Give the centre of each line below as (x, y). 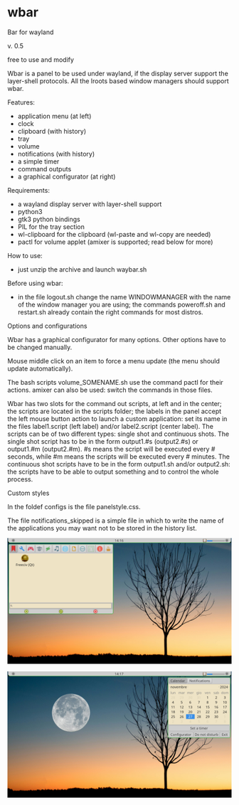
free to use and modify (41, 59)
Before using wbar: (35, 283)
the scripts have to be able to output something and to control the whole (113, 471)
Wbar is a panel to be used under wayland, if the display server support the (118, 73)
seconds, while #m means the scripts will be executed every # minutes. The (118, 457)
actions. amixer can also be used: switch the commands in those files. (110, 390)
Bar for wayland (31, 32)
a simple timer (38, 161)
